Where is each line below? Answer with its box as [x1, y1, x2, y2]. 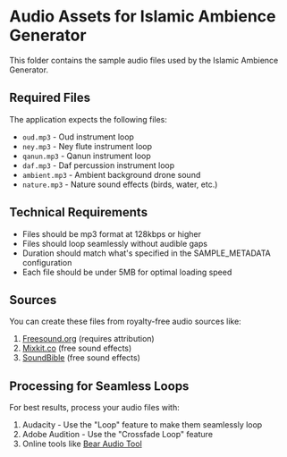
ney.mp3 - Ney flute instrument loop [21, 140, 153, 151]
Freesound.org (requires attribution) [21, 334, 155, 344]
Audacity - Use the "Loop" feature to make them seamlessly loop [21, 419, 263, 430]
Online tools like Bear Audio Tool [21, 438, 143, 449]
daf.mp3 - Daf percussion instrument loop [21, 159, 175, 171]
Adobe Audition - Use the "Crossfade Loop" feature [21, 429, 213, 440]
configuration [21, 257, 72, 267]
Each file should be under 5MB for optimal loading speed [21, 267, 232, 277]
